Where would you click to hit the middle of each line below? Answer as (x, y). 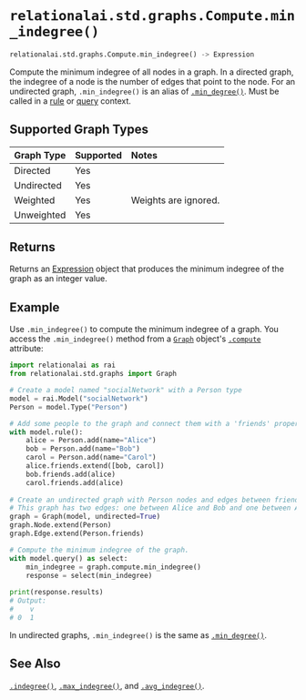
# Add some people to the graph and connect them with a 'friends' (140, 423)
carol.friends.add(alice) (75, 482)
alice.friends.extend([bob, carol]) (96, 466)
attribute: (26, 349)
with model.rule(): (46, 432)
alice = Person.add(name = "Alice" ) (91, 441)
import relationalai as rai (63, 365)
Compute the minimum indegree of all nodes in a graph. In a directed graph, (152, 72)
